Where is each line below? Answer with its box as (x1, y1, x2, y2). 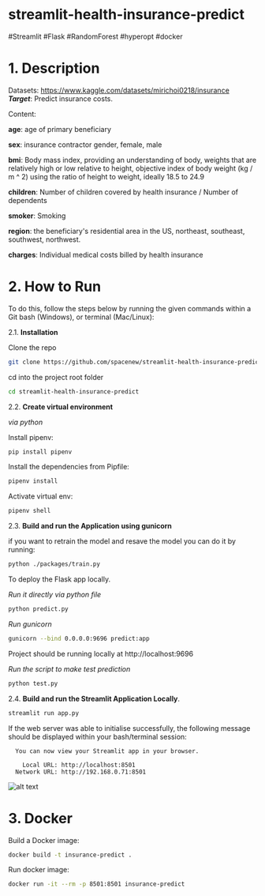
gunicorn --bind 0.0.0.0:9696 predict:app (8, 634, 150, 642)
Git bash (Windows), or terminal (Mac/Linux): (8, 312, 155, 322)
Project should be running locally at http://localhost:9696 (8, 649, 194, 658)
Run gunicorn (8, 619, 53, 629)
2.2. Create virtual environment (8, 401, 113, 412)
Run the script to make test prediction (8, 664, 131, 673)
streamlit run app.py (8, 709, 80, 717)
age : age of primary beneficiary (8, 124, 112, 134)
